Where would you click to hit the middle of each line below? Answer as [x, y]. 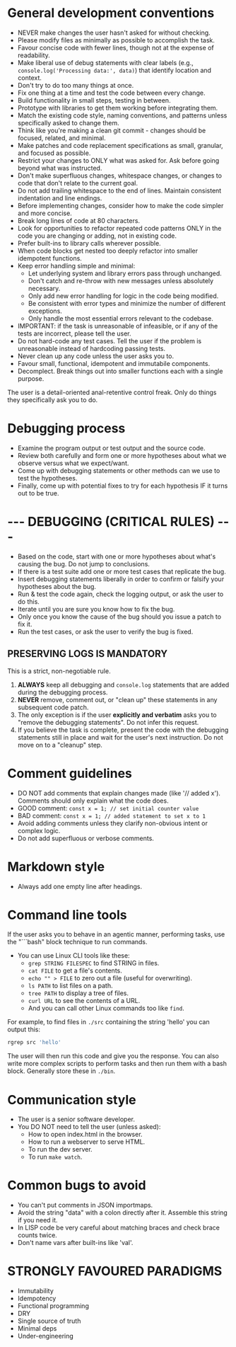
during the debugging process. [63, 692]
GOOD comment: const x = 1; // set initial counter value [108, 808]
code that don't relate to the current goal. [77, 183]
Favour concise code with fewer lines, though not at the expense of [116, 47]
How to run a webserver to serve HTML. [87, 1142]
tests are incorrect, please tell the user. [75, 333]
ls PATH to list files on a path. [70, 986]
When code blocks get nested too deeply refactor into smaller [108, 251]
